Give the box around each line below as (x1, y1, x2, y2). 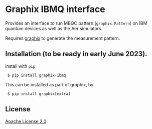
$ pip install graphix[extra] (7, 91, 71, 96)
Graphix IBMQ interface (5, 4, 105, 15)
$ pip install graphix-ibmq (7, 73, 66, 78)
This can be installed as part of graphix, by (5, 81, 94, 87)
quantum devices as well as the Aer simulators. (5, 25, 103, 31)
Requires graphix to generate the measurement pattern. (5, 35, 120, 41)
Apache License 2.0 (5, 118, 47, 124)
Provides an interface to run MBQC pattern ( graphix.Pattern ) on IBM (5, 20, 147, 26)
